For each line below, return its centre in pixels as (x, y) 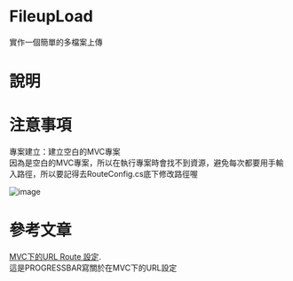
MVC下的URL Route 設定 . (55, 257)
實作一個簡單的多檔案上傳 (56, 42)
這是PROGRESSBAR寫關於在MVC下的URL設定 (93, 268)
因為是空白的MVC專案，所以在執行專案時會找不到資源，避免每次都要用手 (143, 163)
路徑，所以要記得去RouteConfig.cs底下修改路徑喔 (107, 174)
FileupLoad (51, 16)
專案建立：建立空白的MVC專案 (65, 152)
